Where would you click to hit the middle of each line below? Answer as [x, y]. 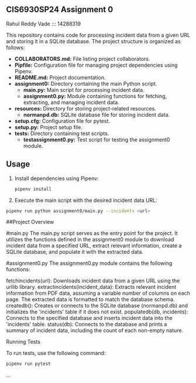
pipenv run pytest [28, 364]
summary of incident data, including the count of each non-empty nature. [95, 330]
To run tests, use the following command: [56, 353]
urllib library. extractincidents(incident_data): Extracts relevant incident [91, 287]
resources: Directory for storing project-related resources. [85, 108]
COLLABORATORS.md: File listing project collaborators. [82, 58]
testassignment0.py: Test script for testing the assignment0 [97, 139]
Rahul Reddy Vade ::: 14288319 [43, 23]
